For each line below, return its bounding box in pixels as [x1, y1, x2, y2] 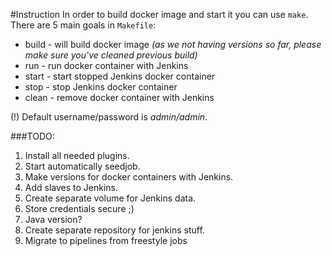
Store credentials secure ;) [24, 203, 135, 214]
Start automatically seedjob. [24, 160, 141, 172]
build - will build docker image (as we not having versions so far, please [24, 39, 322, 50]
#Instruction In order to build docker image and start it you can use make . [10, 9, 309, 20]
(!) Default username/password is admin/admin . [10, 111, 208, 123]
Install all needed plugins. [24, 150, 130, 161]
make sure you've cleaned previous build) [24, 49, 198, 61]
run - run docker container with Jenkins [24, 60, 189, 71]
